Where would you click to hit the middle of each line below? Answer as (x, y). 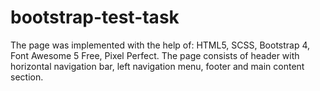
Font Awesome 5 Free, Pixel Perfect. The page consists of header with (155, 55)
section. (27, 77)
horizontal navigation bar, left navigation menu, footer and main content (157, 66)
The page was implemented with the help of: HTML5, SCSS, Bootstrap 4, (160, 45)
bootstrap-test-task (95, 17)
